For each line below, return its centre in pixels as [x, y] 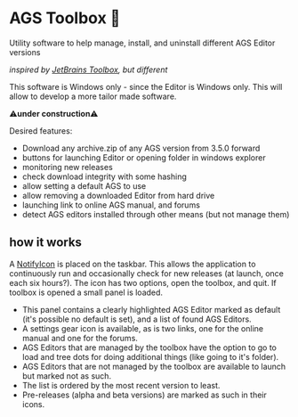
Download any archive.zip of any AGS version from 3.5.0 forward [141, 148]
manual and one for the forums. [80, 338]
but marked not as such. [67, 376]
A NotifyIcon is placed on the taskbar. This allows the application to [133, 264]
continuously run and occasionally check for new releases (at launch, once [147, 273]
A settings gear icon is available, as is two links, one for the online [143, 328]
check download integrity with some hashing [104, 176]
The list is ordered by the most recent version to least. [121, 385]
